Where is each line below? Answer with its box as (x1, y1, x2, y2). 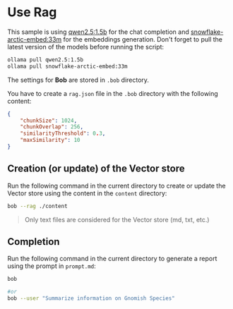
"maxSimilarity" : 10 (20, 137, 80, 144)
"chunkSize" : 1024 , (20, 117, 78, 124)
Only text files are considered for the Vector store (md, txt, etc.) (24, 215, 210, 224)
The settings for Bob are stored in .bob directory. (7, 75, 150, 84)
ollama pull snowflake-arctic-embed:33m (7, 63, 129, 70)
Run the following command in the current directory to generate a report (7, 255, 217, 263)
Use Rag (7, 4, 57, 20)
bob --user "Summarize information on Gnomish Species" (7, 295, 175, 302)
